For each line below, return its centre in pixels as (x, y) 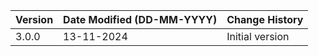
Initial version (258, 36)
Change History (265, 19)
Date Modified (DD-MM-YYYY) (140, 19)
